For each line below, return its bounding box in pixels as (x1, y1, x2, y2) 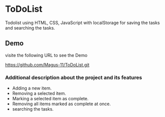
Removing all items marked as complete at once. (12, 101, 111, 107)
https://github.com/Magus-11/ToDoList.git (5, 61, 90, 67)
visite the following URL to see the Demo (5, 52, 88, 58)
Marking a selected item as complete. (12, 96, 89, 102)
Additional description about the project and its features (5, 74, 142, 81)
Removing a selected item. (12, 90, 66, 96)
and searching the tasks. (5, 25, 55, 30)
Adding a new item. (12, 85, 52, 91)
